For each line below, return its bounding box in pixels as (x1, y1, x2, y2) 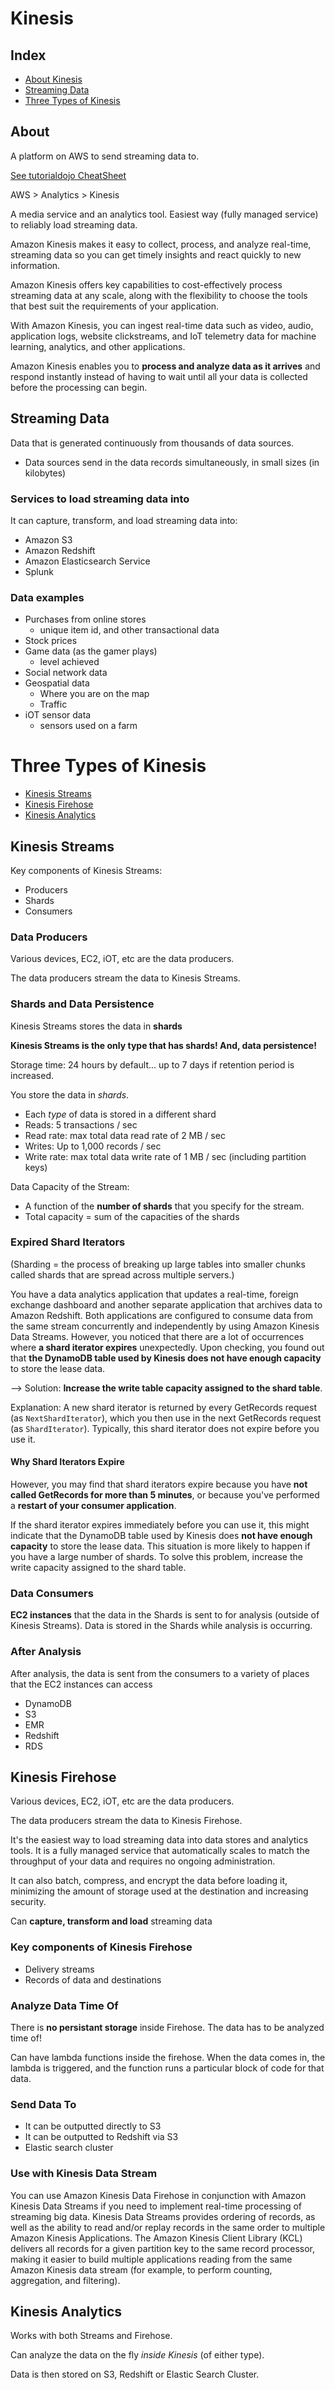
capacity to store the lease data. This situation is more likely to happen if (10, 1540, 311, 1552)
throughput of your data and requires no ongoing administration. (10, 1855, 276, 1867)
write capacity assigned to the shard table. (10, 1562, 187, 1574)
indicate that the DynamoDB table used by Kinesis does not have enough (10, 1530, 313, 1542)
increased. (10, 1069, 55, 1081)
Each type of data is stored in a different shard (24, 1108, 217, 1120)
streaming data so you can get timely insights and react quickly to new (10, 248, 302, 261)
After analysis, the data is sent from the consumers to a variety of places (10, 1667, 310, 1679)
